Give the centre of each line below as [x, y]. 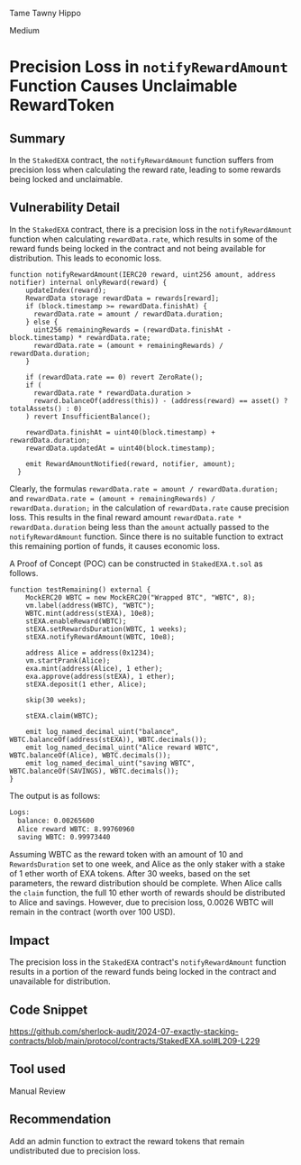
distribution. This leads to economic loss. [86, 258]
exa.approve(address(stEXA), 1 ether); [100, 676]
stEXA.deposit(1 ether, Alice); [86, 684]
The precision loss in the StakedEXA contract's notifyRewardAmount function [148, 962]
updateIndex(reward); [66, 290]
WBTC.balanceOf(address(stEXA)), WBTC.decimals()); [108, 739]
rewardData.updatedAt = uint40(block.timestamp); [121, 448]
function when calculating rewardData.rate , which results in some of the [143, 239]
